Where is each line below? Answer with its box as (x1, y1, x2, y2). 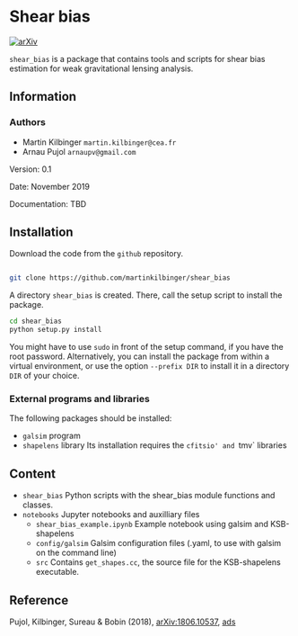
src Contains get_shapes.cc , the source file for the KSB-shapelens (35, 557, 281, 568)
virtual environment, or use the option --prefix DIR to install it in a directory (9, 361, 290, 372)
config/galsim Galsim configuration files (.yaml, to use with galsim (35, 538, 282, 549)
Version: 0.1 (9, 164, 52, 175)
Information (9, 89, 77, 104)
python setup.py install (9, 326, 102, 335)
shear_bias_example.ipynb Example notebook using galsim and (35, 519, 269, 530)
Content (9, 466, 57, 481)
